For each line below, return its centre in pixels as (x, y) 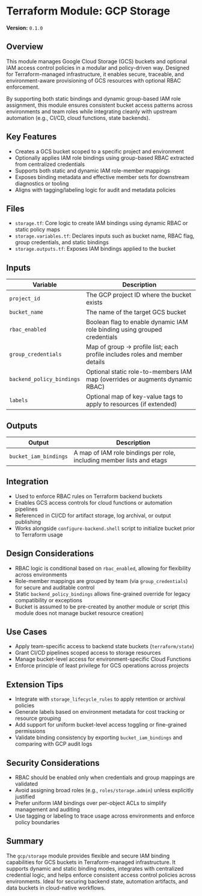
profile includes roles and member (134, 355)
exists (94, 303)
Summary (25, 841)
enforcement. (23, 87)
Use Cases (27, 632)
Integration (28, 481)
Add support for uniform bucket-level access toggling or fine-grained (101, 725)
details (96, 362)
